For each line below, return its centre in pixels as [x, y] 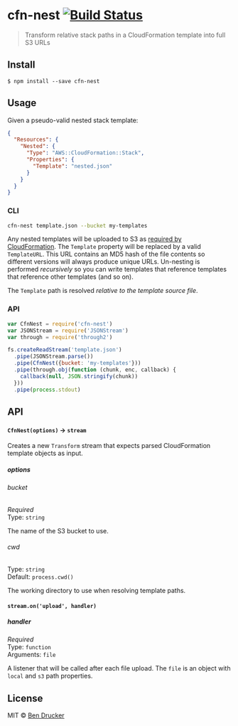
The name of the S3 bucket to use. [58, 530]
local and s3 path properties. [50, 676]
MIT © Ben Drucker [36, 715]
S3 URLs [38, 42]
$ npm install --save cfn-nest [54, 81]
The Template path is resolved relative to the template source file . [103, 291]
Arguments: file [32, 655]
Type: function [29, 647]
